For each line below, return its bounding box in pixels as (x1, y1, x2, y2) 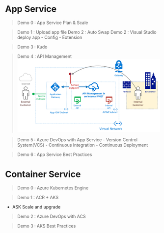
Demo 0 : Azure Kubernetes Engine (17, 185, 89, 191)
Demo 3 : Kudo (17, 44, 48, 50)
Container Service (5, 169, 81, 180)
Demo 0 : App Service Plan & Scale (17, 20, 88, 26)
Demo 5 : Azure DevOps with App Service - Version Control (17, 137, 137, 143)
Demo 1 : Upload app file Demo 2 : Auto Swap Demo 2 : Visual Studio (17, 29, 157, 35)
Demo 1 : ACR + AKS (17, 195, 59, 201)
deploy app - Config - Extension (17, 34, 82, 40)
